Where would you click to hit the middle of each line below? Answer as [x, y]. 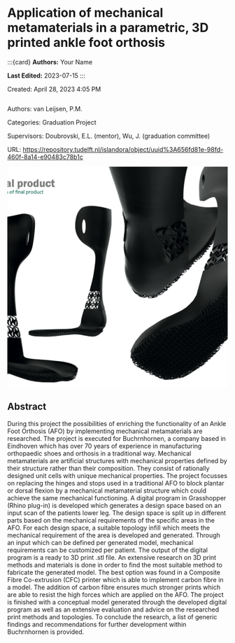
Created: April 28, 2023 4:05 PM [54, 89]
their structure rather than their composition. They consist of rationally [108, 468]
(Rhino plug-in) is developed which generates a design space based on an [114, 505]
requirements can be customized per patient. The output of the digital [108, 550]
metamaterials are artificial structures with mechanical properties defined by [117, 460]
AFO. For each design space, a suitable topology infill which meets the [109, 528]
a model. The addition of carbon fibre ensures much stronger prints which [114, 587]
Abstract [27, 407]
